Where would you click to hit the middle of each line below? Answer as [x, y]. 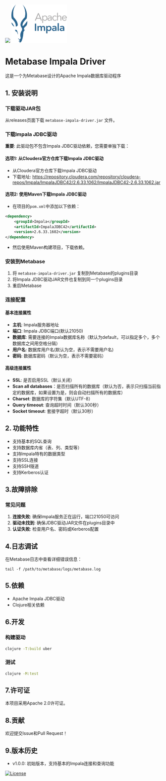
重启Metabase [27, 286]
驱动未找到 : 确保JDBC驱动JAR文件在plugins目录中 [63, 523]
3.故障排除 [22, 489]
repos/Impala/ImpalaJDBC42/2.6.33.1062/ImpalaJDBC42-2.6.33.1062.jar [86, 182]
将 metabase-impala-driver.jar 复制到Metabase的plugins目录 [75, 273]
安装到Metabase [25, 262]
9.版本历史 [22, 750]
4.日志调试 [22, 546]
